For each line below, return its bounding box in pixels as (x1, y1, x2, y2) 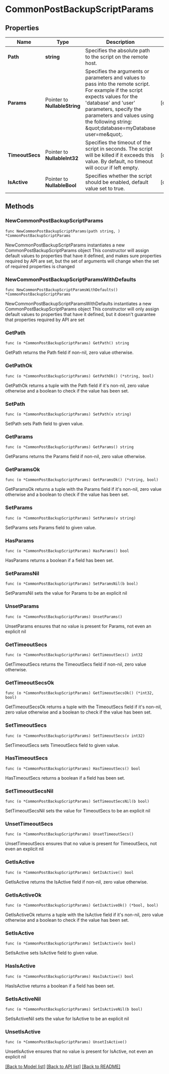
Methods (5, 202, 34, 211)
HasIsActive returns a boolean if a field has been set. (5, 983, 115, 989)
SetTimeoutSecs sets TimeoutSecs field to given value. (5, 742, 120, 748)
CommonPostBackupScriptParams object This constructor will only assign (5, 306, 159, 312)
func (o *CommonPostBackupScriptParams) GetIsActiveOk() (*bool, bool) (5, 903, 158, 908)
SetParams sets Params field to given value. (5, 524, 97, 530)
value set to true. (85, 185, 125, 192)
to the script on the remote (85, 53, 148, 60)
